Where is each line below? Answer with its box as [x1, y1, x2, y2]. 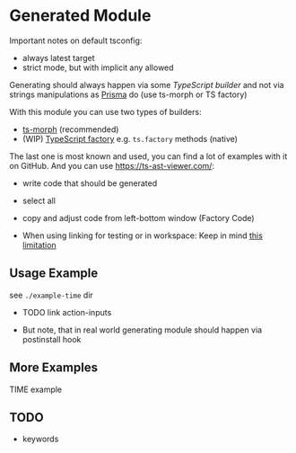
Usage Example [9, 266, 99, 281]
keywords [22, 433, 59, 445]
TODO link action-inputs [22, 306, 112, 317]
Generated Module [9, 5, 152, 26]
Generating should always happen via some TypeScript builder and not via [9, 79, 284, 90]
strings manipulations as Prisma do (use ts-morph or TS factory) [9, 89, 248, 100]
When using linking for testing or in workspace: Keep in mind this [22, 230, 263, 241]
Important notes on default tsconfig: [9, 35, 143, 46]
